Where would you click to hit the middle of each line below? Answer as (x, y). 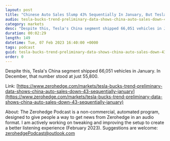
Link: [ (12, 86)
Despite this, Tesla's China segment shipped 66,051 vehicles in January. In (83, 71)
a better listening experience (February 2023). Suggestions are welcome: (82, 128)
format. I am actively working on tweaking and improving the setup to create (85, 123)
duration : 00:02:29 (26, 33)
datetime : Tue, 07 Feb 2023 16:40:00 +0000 (52, 43)
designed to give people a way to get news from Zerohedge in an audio (80, 117)
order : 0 (14, 57)
